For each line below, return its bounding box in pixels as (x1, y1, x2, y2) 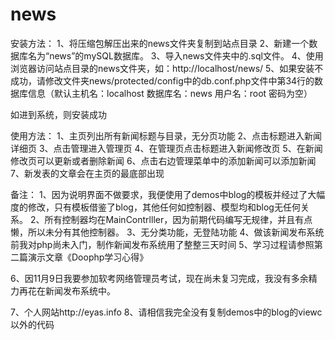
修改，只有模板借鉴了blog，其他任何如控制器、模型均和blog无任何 (27, 201, 301, 213)
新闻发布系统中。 (44, 284, 116, 297)
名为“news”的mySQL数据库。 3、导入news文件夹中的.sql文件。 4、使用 (27, 49, 324, 62)
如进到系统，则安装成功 (10, 108, 107, 120)
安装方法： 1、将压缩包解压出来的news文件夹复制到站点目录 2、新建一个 (10, 37, 310, 49)
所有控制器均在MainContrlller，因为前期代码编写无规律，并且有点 (44, 213, 313, 225)
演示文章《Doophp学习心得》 (27, 251, 149, 263)
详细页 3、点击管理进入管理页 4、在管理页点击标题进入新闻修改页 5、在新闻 (10, 142, 323, 154)
